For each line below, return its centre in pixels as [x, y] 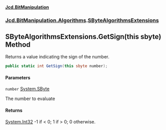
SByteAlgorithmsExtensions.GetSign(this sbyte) [83, 36]
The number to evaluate [30, 99]
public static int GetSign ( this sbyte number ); [57, 66]
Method [18, 44]
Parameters [18, 77]
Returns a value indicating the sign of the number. [57, 57]
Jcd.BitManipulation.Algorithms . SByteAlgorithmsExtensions [82, 20]
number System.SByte [27, 89]
